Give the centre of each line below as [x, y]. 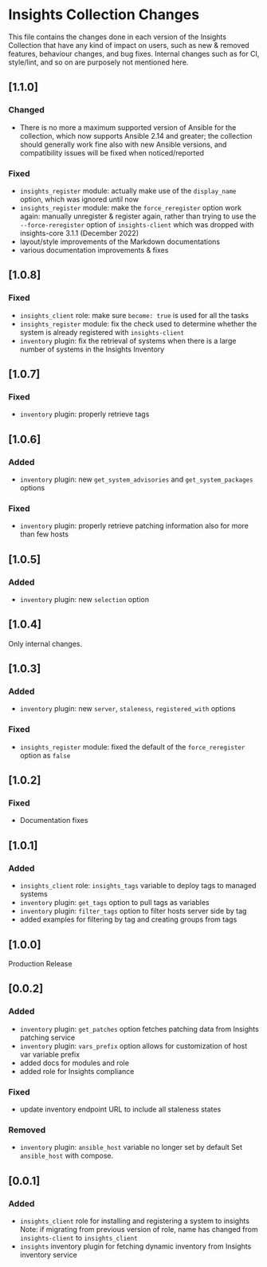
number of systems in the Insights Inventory [92, 349]
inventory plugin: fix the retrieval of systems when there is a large [128, 340]
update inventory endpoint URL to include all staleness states [120, 1109]
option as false [45, 755]
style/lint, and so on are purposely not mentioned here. [98, 62]
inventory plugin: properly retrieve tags [84, 414]
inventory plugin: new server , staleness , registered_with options [128, 709]
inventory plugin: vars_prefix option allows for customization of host [133, 1045]
